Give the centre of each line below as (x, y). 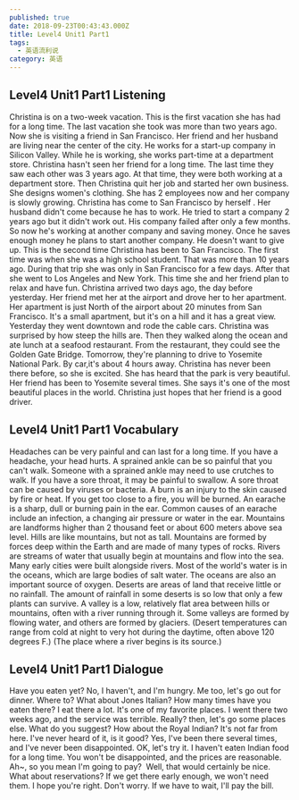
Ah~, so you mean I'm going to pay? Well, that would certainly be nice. (140, 767)
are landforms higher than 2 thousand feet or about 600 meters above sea (146, 527)
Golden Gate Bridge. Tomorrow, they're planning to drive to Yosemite (136, 354)
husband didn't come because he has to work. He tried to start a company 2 (149, 212)
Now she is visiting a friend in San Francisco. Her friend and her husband (144, 136)
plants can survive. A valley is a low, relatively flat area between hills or (140, 603)
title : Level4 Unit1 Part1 (59, 34)
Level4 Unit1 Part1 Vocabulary (94, 430)
